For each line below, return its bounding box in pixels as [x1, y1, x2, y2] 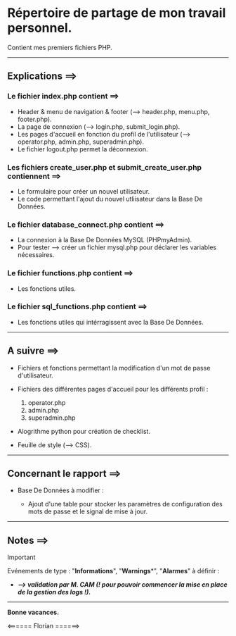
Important [7, 553, 36, 561]
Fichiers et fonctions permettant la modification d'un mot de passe [17, 363, 211, 372]
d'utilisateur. [17, 371, 54, 380]
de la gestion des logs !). [17, 588, 91, 597]
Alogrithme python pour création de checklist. [17, 427, 151, 435]
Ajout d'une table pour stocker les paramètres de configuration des [27, 500, 223, 509]
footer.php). [17, 115, 52, 123]
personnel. [7, 20, 72, 36]
